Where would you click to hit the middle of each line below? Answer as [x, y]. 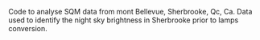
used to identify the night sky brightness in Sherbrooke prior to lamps [124, 20]
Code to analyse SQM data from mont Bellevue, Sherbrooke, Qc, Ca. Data [130, 12]
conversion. [28, 28]
